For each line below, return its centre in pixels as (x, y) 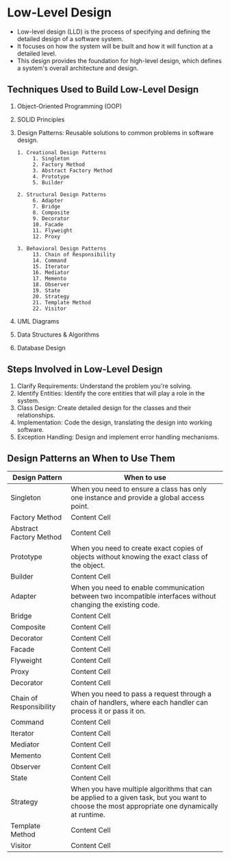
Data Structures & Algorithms (58, 335)
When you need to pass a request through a (141, 694)
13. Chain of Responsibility (74, 254)
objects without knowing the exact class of (139, 557)
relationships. (36, 415)
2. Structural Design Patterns (62, 194)
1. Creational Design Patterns (62, 152)
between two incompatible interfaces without (143, 596)
